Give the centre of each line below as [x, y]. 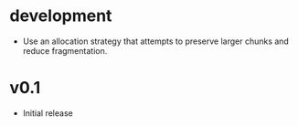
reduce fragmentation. [65, 50]
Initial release [48, 113]
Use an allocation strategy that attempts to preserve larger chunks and [156, 41]
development [61, 16]
